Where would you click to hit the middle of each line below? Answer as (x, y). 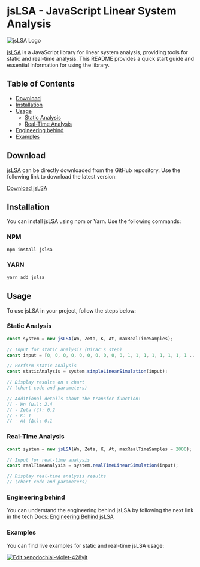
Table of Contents (41, 84)
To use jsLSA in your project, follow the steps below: (72, 310)
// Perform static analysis (42, 366)
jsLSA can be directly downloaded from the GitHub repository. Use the (94, 170)
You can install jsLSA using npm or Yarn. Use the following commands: (94, 221)
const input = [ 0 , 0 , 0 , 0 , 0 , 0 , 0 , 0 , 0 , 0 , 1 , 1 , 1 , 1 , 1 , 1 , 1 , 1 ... (102, 355)
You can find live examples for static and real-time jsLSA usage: (85, 545)
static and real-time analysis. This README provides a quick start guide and (100, 58)
